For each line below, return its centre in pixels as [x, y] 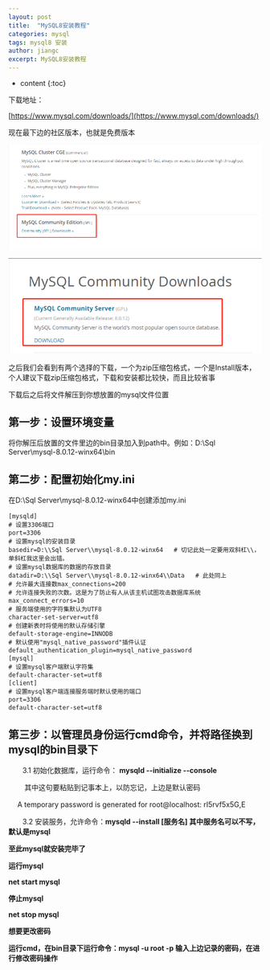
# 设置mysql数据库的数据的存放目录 [60, 567]
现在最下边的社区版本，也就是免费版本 [72, 132]
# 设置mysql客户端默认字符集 [51, 667]
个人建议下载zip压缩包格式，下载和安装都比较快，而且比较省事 [112, 377]
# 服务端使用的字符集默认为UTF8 [55, 610]
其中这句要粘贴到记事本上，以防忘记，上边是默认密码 [112, 787]
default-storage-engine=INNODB [61, 634]
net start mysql [34, 882]
